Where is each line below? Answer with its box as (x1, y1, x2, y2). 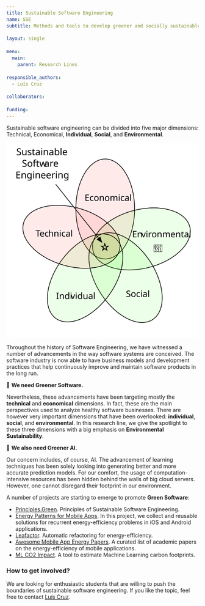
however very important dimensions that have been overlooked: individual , (6, 413, 195, 420)
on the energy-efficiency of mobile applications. (15, 544, 136, 552)
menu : (6, 49, 20, 55)
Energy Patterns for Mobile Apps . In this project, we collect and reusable (15, 512, 198, 519)
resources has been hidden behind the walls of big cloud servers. (30, 475, 195, 482)
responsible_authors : (6, 74, 62, 81)
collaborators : (6, 94, 45, 100)
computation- (153, 468, 188, 476)
